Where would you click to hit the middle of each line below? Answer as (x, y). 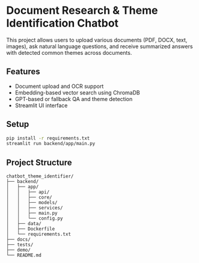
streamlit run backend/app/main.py (51, 144)
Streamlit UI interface (41, 105)
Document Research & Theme (82, 11)
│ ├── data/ (24, 224)
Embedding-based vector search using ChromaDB (77, 92)
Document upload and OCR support (59, 86)
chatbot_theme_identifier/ (40, 176)
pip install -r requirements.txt (48, 138)
